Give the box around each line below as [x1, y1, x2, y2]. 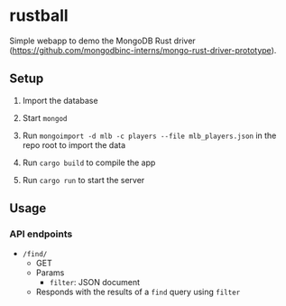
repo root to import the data [22, 139, 126, 150]
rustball [9, 5, 69, 26]
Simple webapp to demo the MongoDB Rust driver [9, 35, 196, 46]
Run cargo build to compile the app [22, 157, 156, 168]
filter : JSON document [49, 277, 140, 288]
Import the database [22, 95, 98, 106]
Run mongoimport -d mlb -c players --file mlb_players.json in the [22, 130, 277, 141]
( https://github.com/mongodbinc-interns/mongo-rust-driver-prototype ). [9, 44, 277, 55]
